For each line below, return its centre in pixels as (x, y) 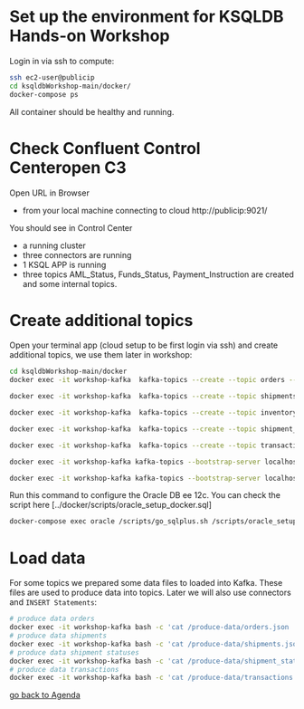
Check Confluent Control (105, 148)
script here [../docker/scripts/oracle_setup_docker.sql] (111, 505)
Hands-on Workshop (90, 36)
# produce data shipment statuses (75, 652)
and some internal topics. (70, 283)
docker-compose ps (44, 94)
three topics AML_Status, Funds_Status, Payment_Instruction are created (158, 274)
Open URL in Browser (50, 193)
